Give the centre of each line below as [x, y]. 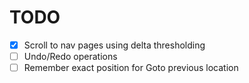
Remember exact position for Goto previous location [131, 68]
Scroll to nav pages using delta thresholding [114, 45]
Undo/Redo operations [70, 56]
